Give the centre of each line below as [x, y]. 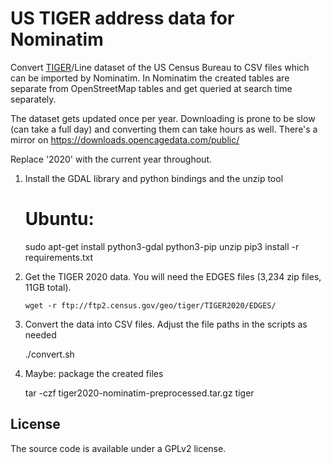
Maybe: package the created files [94, 373]
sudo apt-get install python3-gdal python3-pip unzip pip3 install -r [162, 246]
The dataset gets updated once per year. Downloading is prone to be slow [163, 118]
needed [40, 334]
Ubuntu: [59, 219]
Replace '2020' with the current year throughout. [111, 159]
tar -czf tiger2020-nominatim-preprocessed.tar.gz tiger [139, 393]
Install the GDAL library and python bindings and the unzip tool [154, 178]
